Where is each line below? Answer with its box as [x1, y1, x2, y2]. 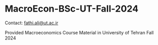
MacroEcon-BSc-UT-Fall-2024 [5, 3, 139, 15]
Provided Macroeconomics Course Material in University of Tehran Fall [5, 29, 154, 35]
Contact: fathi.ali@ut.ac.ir [5, 20, 58, 26]
